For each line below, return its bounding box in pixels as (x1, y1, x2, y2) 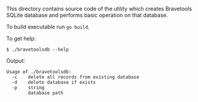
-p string (12, 84, 45, 91)
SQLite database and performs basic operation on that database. (6, 11, 168, 19)
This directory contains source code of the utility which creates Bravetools (6, 5, 193, 12)
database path (28, 90, 64, 96)
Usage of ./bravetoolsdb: (6, 69, 71, 75)
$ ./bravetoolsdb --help (6, 46, 69, 53)
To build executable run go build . (6, 24, 90, 30)
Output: (6, 57, 25, 64)
